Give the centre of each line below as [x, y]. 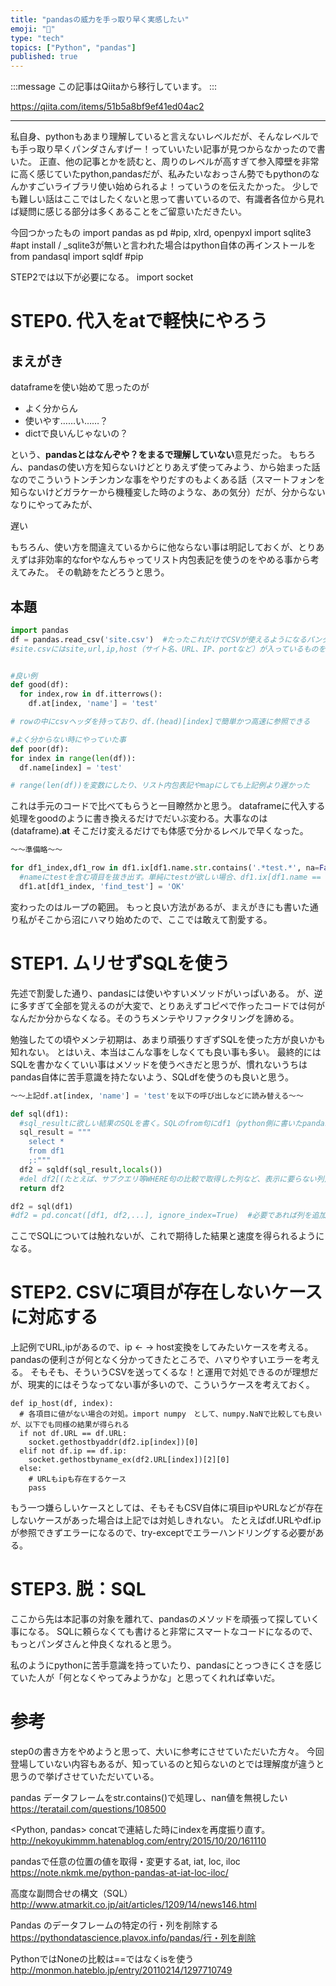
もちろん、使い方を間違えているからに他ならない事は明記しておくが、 [154, 547]
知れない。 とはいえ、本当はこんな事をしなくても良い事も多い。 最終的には [166, 1052]
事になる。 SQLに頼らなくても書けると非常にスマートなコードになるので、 [164, 1632]
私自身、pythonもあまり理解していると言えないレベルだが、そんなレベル [160, 137]
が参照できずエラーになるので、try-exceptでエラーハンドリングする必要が [163, 1533]
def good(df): [40, 685]
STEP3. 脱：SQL [78, 1589]
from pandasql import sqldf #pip [77, 257]
